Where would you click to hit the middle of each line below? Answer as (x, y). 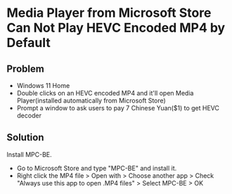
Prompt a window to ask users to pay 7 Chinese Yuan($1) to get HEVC (118, 108)
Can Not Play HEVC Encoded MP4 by (116, 28)
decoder (29, 115)
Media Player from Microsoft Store (109, 13)
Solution (25, 137)
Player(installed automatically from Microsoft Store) (91, 101)
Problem (26, 69)
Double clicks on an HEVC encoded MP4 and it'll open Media (105, 93)
